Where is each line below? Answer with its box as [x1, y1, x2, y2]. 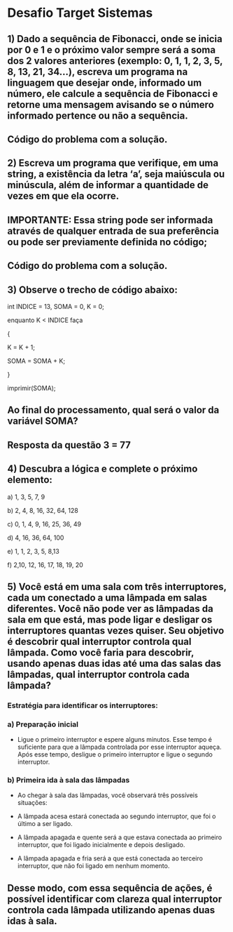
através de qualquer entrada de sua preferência [7, 225, 219, 237]
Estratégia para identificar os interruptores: [7, 700, 159, 710]
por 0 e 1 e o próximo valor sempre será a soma [7, 44, 216, 55]
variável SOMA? [7, 415, 78, 427]
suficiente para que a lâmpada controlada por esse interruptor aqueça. [17, 743, 222, 752]
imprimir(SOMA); [7, 384, 56, 392]
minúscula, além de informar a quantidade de [7, 179, 209, 191]
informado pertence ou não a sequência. [7, 109, 188, 121]
